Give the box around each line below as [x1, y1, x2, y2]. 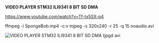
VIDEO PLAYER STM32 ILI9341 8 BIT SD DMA [5, 4, 98, 10]
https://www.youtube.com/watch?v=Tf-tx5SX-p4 [5, 14, 104, 19]
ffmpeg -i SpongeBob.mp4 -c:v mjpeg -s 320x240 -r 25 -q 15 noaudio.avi [5, 23, 154, 29]
